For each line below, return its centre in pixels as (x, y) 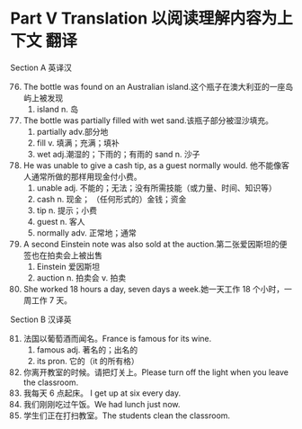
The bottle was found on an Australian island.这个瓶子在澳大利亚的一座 (154, 86)
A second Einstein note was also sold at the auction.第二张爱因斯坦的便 (155, 244)
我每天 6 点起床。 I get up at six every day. (102, 393)
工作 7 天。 (52, 300)
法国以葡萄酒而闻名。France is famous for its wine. (117, 338)
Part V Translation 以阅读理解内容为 (144, 18)
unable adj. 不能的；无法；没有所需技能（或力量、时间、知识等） (156, 188)
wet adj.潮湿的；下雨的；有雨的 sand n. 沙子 (118, 154)
